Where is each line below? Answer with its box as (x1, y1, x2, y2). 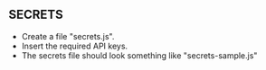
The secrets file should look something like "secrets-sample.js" (21, 49, 258, 61)
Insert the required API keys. (21, 40, 128, 51)
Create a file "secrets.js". (21, 31, 115, 41)
